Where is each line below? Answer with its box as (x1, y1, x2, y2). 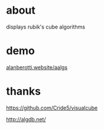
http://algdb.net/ (6, 115, 46, 122)
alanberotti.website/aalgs (6, 64, 68, 71)
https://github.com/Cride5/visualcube (6, 104, 98, 111)
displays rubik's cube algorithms (6, 23, 86, 30)
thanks (6, 84, 41, 98)
